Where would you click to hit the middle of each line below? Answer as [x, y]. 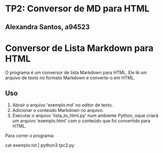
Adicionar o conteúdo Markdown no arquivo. [58, 110]
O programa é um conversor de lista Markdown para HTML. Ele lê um [76, 72]
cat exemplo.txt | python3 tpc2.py [40, 145]
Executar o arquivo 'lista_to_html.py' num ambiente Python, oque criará [85, 116]
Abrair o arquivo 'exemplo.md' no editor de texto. [63, 105]
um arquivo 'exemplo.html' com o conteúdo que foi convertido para [81, 121]
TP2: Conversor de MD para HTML [78, 9]
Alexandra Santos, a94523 [47, 27]
